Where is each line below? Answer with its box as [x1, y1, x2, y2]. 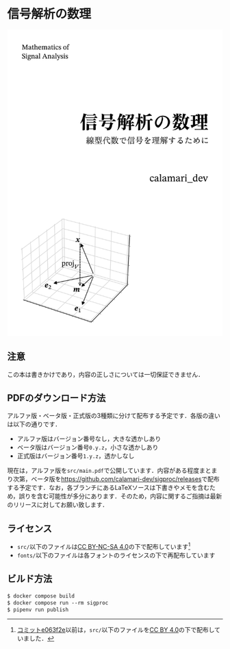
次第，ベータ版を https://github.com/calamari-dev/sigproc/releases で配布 [12, 475, 220, 483]
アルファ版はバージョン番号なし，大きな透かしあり [16, 434, 162, 443]
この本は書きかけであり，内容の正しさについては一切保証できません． [7, 370, 204, 378]
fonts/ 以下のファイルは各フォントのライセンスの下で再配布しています [16, 551, 216, 559]
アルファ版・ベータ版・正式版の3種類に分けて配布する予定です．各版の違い [7, 412, 220, 420]
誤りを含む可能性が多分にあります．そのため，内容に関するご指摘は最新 [18, 492, 222, 500]
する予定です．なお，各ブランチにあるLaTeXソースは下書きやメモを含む [7, 484, 210, 492]
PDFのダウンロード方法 [7, 392, 106, 404]
